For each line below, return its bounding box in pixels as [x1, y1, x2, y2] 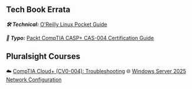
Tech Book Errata [6, 5, 71, 15]
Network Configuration [6, 76, 62, 83]
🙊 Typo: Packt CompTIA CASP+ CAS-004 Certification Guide [6, 34, 154, 41]
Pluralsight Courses [6, 51, 81, 61]
